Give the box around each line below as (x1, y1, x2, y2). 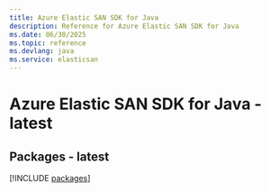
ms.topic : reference (9, 38, 87, 48)
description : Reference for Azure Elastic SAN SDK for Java (9, 22, 240, 31)
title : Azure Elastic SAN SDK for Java (9, 13, 159, 23)
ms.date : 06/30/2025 (9, 30, 87, 39)
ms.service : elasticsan (9, 55, 99, 64)
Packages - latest (9, 149, 110, 164)
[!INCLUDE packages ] (9, 173, 91, 183)
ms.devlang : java (9, 47, 75, 56)
